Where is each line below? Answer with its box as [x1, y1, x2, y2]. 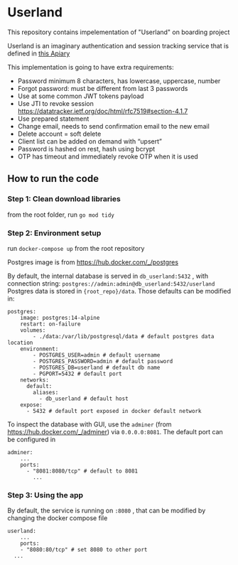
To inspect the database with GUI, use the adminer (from [7, 420, 172, 429]
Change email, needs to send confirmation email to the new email [17, 122, 210, 130]
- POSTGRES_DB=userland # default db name [33, 364, 161, 371]
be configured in [7, 435, 56, 443]
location [7, 339, 33, 346]
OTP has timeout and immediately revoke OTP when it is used [17, 152, 199, 161]
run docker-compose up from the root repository [7, 244, 145, 252]
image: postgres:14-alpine [20, 314, 100, 321]
